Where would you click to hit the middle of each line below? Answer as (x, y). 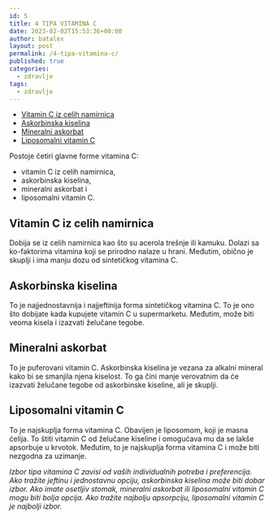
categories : (29, 69)
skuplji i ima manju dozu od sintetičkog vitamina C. (94, 260)
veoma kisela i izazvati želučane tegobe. (77, 322)
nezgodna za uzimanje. (48, 456)
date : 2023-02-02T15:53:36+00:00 (66, 31)
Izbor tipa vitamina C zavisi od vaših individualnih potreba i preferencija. (131, 471)
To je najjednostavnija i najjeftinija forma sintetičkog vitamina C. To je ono (132, 305)
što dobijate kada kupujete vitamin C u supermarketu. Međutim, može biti (132, 314)
